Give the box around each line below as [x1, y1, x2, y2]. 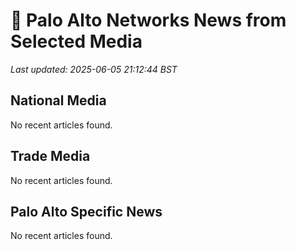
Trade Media [10, 148, 91, 165]
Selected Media [10, 30, 143, 53]
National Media [10, 92, 107, 109]
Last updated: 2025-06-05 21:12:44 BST [10, 63, 178, 75]
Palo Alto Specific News [10, 203, 163, 220]
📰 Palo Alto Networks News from [10, 9, 287, 32]
